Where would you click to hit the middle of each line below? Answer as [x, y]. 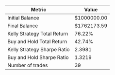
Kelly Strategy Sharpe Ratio [39, 49]
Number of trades [28, 65]
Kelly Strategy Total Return [38, 34]
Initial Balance [24, 18]
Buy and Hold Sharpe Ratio [38, 57]
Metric [39, 9]
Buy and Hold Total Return [37, 42]
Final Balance [23, 26]
